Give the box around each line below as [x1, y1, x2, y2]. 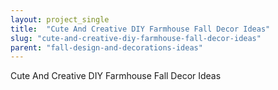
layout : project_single [10, 14, 110, 25]
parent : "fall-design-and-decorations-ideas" [10, 42, 203, 53]
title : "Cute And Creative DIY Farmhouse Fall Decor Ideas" [10, 24, 271, 34]
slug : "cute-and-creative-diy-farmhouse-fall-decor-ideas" [10, 33, 262, 43]
